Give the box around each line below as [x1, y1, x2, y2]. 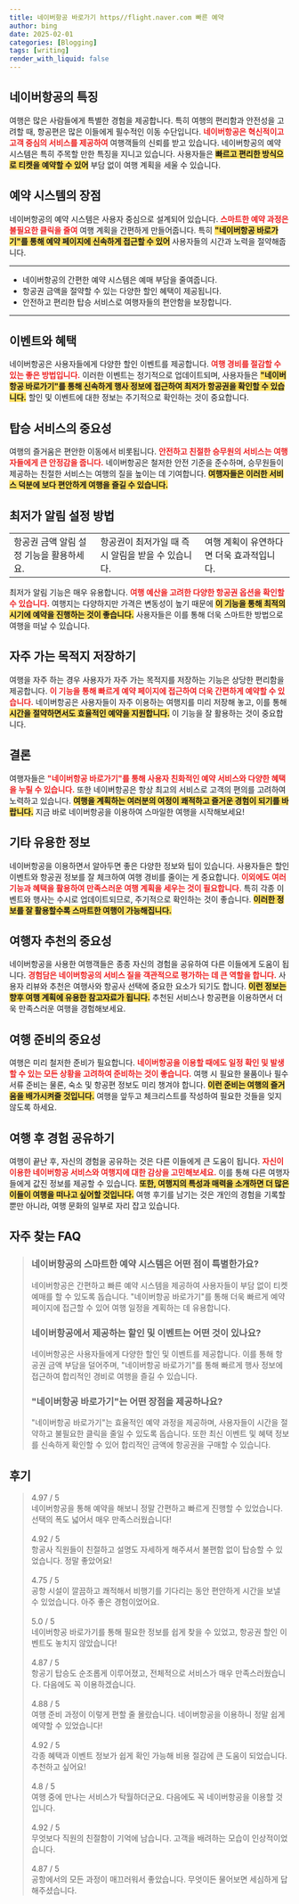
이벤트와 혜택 [9, 333, 77, 349]
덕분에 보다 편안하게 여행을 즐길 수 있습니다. [18, 480, 169, 490]
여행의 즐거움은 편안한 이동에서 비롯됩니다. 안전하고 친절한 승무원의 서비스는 [9, 447, 272, 457]
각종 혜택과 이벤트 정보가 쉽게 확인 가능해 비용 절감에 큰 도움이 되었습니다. [30, 1751, 287, 1761]
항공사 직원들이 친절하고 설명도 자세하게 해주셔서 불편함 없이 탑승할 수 [30, 1544, 274, 1555]
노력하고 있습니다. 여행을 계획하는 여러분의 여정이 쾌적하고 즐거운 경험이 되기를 [9, 795, 280, 806]
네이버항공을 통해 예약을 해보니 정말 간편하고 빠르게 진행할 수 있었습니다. [30, 1503, 283, 1514]
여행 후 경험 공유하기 [9, 1130, 115, 1145]
